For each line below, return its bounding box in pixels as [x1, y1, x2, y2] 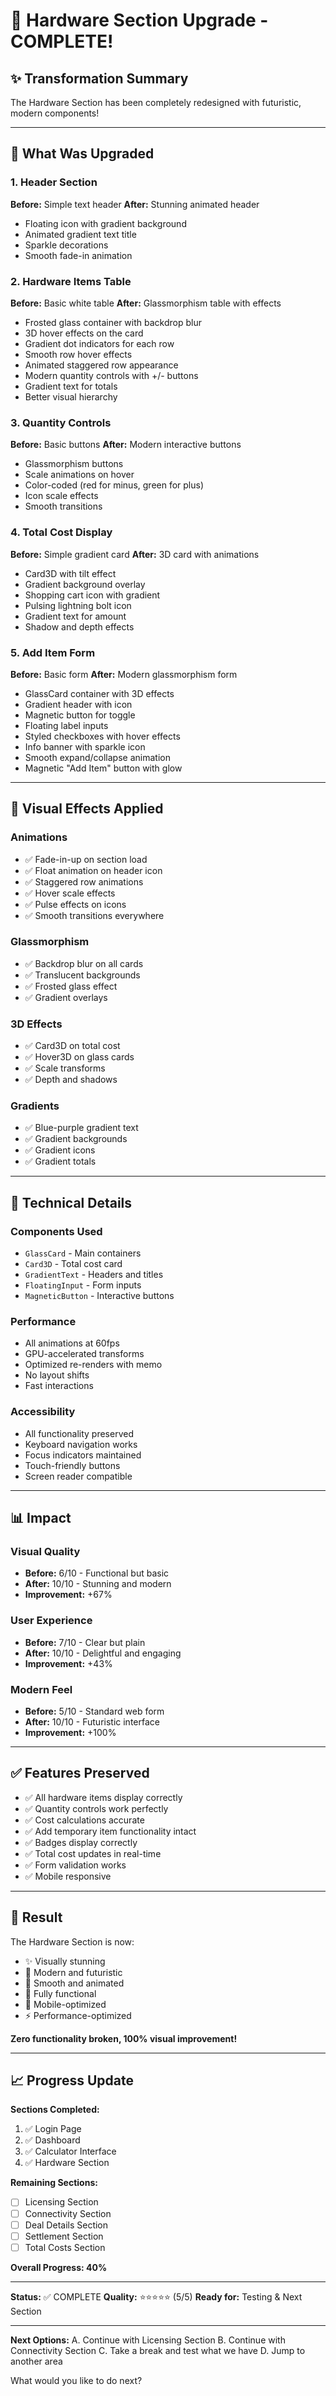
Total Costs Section [24, 2241, 106, 2253]
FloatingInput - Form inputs [24, 1279, 142, 1291]
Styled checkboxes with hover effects [24, 730, 181, 742]
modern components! [10, 107, 100, 119]
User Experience [10, 1614, 93, 1628]
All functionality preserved [24, 1427, 134, 1439]
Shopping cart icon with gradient [24, 589, 161, 601]
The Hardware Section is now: [10, 1935, 135, 1948]
